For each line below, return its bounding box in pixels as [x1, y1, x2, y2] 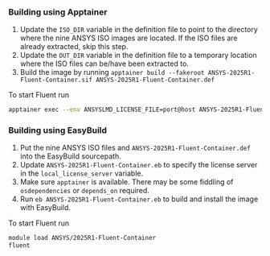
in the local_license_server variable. [19, 168, 143, 179]
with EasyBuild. [19, 203, 71, 213]
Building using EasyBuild [8, 125, 107, 136]
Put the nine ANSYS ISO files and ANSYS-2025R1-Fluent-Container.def [19, 143, 251, 153]
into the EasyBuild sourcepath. [19, 151, 122, 161]
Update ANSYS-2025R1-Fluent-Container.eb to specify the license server [19, 160, 258, 170]
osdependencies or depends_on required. [19, 186, 150, 196]
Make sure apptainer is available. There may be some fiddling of [19, 177, 234, 187]
